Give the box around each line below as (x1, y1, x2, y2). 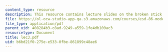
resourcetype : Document (5, 30, 55, 35)
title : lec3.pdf (5, 35, 39, 40)
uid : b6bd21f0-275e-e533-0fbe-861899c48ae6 (5, 40, 97, 45)
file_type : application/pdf (5, 21, 64, 26)
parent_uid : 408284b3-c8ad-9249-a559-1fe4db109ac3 (5, 26, 113, 31)
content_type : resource (5, 7, 55, 12)
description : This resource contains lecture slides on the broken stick (5, 12, 162, 17)
